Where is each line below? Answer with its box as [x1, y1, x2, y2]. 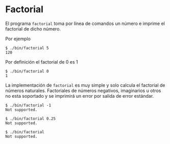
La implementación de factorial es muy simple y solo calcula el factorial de [5, 82, 165, 88]
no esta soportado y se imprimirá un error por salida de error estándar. [5, 93, 154, 99]
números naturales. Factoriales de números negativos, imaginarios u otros [5, 88, 161, 94]
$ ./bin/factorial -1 [5, 103, 52, 108]
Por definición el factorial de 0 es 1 [5, 59, 78, 65]
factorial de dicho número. [5, 25, 61, 32]
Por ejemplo [5, 36, 31, 42]
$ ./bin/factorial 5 [5, 45, 50, 50]
